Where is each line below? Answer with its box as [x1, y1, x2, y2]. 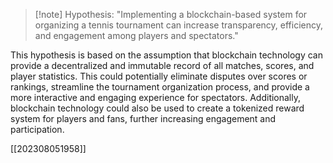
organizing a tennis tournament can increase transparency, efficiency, [34, 19, 323, 31]
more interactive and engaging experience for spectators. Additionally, [10, 92, 302, 103]
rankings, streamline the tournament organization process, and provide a [10, 81, 310, 93]
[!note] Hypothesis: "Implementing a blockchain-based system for [34, 9, 308, 20]
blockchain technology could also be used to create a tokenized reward [10, 102, 305, 114]
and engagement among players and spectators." [34, 30, 239, 41]
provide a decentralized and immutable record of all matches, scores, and [10, 60, 315, 71]
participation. [10, 124, 65, 135]
